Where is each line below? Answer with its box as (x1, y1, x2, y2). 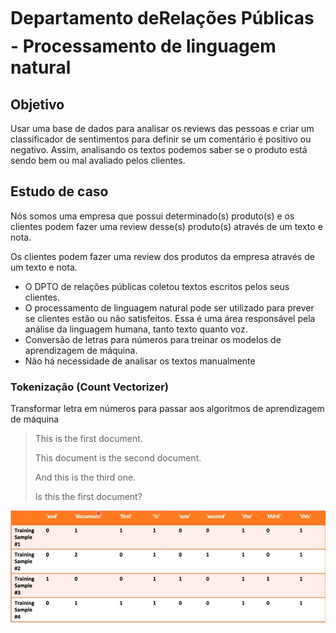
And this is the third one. (34, 471, 137, 484)
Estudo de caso (10, 183, 109, 200)
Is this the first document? (34, 491, 143, 503)
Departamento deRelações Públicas (10, 7, 315, 30)
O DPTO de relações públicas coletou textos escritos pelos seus (24, 280, 290, 292)
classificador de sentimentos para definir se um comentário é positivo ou (10, 133, 312, 145)
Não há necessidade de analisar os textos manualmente (24, 355, 256, 367)
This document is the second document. (34, 452, 202, 464)
